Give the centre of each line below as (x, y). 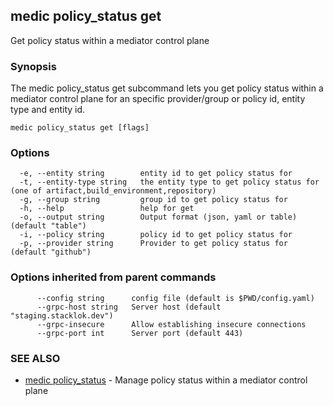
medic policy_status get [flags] (80, 128)
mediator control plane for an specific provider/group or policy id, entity (158, 99)
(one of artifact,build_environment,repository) (113, 191)
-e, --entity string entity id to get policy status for (156, 174)
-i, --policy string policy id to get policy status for (156, 235)
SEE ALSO (35, 358)
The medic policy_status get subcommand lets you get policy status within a (167, 88)
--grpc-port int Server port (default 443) (140, 333)
